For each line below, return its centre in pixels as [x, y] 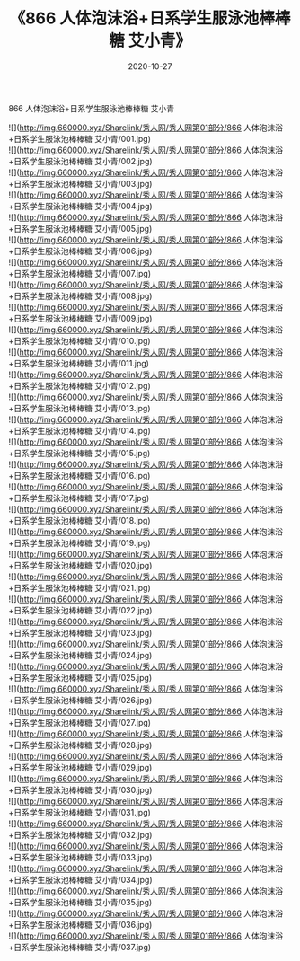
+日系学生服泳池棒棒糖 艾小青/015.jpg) [79, 453]
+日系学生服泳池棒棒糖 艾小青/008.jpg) [80, 295]
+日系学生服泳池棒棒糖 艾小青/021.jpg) [79, 587]
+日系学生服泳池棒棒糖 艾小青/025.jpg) [80, 677]
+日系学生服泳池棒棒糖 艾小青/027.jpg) [80, 722]
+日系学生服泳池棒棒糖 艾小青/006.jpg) [80, 251]
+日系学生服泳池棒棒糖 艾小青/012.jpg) [79, 385]
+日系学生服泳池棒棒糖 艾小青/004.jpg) [81, 206]
